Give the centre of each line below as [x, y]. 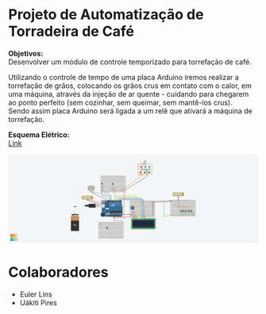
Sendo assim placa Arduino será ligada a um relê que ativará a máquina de [130, 111]
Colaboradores [58, 272]
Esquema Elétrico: [39, 134]
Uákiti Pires [38, 303]
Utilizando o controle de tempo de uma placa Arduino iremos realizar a [124, 77]
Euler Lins [36, 294]
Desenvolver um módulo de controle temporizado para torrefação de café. [130, 62]
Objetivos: [26, 53]
